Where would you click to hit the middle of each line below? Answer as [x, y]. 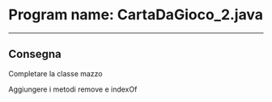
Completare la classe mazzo [55, 73]
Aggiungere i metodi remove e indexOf [73, 89]
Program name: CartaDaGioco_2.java [136, 15]
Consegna [35, 54]
